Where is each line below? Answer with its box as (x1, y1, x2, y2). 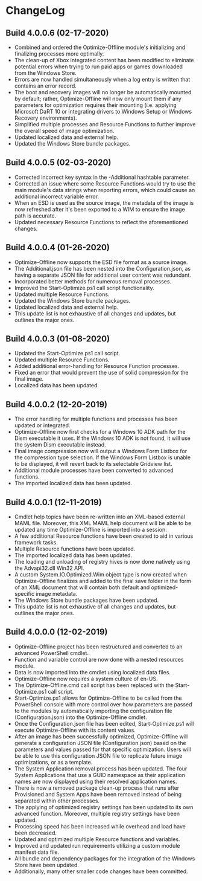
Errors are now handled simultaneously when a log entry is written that (14, 76, 191, 83)
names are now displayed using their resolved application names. (14, 778, 177, 785)
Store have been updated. (14, 861, 79, 868)
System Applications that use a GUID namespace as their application (14, 771, 185, 778)
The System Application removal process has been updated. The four (14, 765, 188, 772)
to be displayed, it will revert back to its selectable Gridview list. (14, 460, 172, 468)
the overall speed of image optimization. (14, 127, 115, 134)
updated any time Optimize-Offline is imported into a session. (14, 526, 167, 534)
